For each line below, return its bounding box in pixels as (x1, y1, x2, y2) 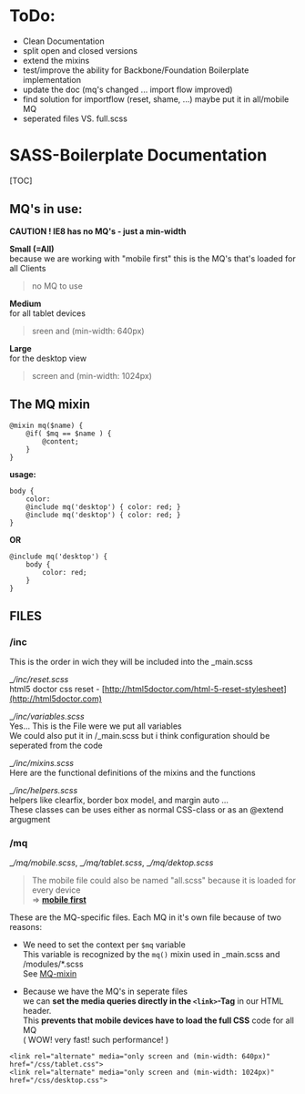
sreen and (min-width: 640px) (31, 325, 145, 336)
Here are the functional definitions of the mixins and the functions (9, 767, 257, 779)
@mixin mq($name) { (9, 421, 84, 430)
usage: (9, 468, 36, 479)
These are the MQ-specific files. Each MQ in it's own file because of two (9, 912, 282, 923)
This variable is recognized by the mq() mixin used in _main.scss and (22, 949, 280, 960)
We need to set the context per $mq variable (22, 939, 187, 950)
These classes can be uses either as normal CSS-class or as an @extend (9, 804, 284, 815)
